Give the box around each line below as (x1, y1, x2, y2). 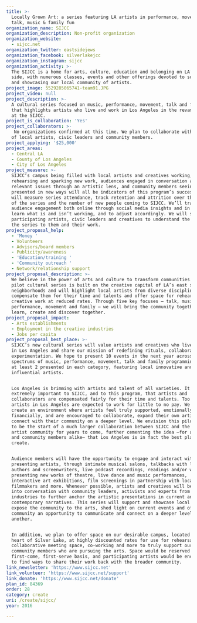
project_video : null (6, 91, 57, 96)
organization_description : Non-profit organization (6, 31, 135, 36)
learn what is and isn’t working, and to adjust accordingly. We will (11, 211, 188, 217)
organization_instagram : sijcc (6, 58, 83, 64)
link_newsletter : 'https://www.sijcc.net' (6, 564, 111, 571)
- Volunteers (11, 238, 43, 244)
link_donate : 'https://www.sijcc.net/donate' (6, 575, 119, 581)
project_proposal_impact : (6, 315, 69, 321)
